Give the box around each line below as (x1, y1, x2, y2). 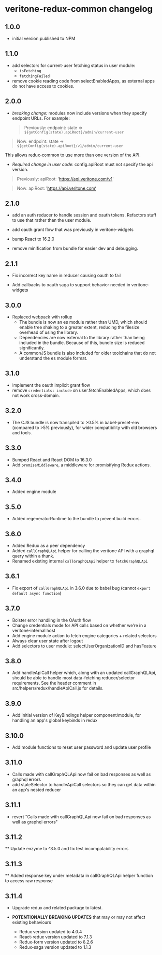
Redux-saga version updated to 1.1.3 (19, 944, 91, 950)
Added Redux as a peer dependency (12, 543, 86, 548)
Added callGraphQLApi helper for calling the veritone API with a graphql (12, 547, 155, 554)
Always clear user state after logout (12, 638, 83, 643)
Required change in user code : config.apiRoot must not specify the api (12, 161, 153, 167)
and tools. (12, 429, 32, 435)
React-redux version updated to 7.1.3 (19, 934, 92, 940)
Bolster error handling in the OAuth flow (12, 617, 91, 623)
